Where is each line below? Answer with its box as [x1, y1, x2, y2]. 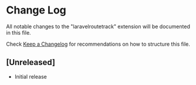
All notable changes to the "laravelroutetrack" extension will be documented [6, 23, 191, 30]
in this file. [6, 29, 31, 36]
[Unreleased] [6, 57, 56, 67]
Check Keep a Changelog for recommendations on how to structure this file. [6, 40, 191, 47]
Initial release [14, 73, 47, 80]
